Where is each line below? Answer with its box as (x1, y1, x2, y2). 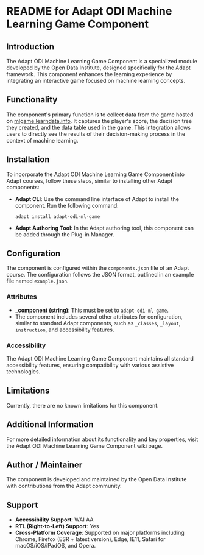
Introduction (6, 41, 55, 52)
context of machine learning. (6, 136, 79, 144)
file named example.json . (6, 277, 69, 285)
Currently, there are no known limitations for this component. (6, 401, 160, 409)
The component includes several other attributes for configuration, (15, 313, 183, 320)
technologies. (6, 368, 41, 375)
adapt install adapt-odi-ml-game (15, 213, 100, 220)
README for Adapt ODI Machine (6, 4, 172, 18)
